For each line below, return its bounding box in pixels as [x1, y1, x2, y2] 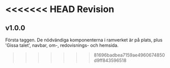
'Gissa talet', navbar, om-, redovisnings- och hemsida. [5, 42, 119, 48]
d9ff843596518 [94, 57, 127, 63]
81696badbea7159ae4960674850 [94, 52, 165, 58]
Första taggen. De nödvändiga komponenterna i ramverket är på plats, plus [5, 37, 163, 43]
